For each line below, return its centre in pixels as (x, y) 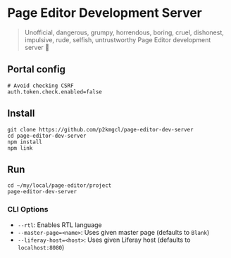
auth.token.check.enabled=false (55, 92)
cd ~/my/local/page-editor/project (60, 186)
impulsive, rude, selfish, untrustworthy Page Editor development (118, 39)
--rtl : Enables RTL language (60, 225)
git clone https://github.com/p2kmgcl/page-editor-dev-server (100, 129)
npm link (20, 148)
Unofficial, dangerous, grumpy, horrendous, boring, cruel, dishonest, (124, 32)
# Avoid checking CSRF (40, 86)
